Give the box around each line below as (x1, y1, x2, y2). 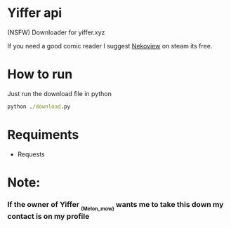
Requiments (7, 126, 79, 142)
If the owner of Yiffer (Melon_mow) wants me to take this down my (7, 199, 224, 212)
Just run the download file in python (7, 89, 112, 98)
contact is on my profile (7, 211, 90, 221)
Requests (17, 149, 45, 159)
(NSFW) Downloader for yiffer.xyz (7, 28, 105, 36)
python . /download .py (7, 103, 71, 110)
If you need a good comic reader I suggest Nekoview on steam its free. (7, 41, 213, 50)
